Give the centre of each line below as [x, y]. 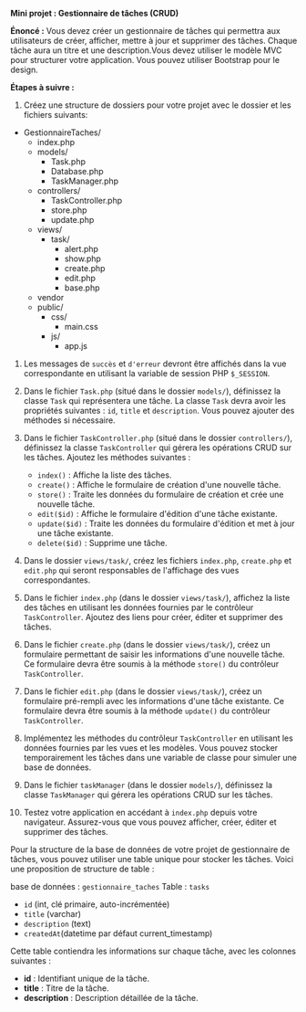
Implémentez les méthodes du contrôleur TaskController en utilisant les [158, 738]
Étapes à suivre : [43, 87]
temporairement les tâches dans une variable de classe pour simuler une [160, 758]
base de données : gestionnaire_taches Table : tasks [110, 886]
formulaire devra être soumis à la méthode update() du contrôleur [147, 711]
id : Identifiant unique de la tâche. [87, 978]
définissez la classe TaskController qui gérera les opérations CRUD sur [158, 448]
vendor [51, 297]
